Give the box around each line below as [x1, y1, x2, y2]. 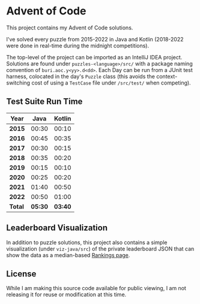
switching [6, 79, 31, 86]
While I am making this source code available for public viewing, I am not [6, 285, 186, 292]
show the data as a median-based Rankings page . [6, 251, 130, 258]
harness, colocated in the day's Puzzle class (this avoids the [6, 73, 155, 80]
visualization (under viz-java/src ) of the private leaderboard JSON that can [6, 245, 195, 252]
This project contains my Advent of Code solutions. [6, 24, 133, 31]
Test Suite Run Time [6, 97, 83, 107]
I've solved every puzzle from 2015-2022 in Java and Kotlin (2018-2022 [6, 35, 184, 43]
